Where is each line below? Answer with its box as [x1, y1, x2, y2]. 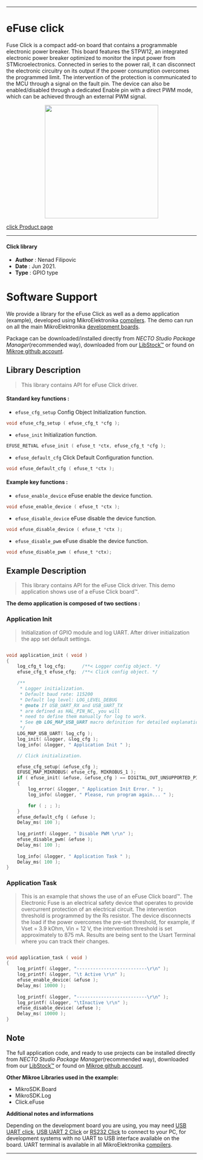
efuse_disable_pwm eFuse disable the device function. [14, 537, 149, 544]
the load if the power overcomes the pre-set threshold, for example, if [21, 918, 195, 925]
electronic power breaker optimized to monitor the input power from [6, 54, 176, 61]
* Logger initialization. [19, 686, 85, 692]
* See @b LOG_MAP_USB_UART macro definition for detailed [19, 719, 169, 726]
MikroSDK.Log [14, 1092, 51, 1099]
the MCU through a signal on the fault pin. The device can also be [6, 80, 170, 87]
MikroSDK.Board [14, 1085, 57, 1092]
